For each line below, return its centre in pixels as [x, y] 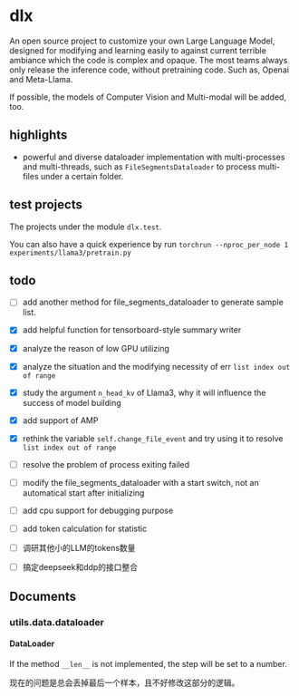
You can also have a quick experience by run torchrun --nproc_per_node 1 [149, 244]
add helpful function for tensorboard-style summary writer [132, 330]
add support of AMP [60, 420]
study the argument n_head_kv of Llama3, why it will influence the [144, 392]
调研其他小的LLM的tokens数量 [79, 548]
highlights [39, 135]
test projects [46, 205]
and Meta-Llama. [41, 79]
